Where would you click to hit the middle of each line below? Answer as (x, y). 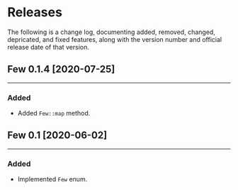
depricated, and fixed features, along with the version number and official (114, 39)
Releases (35, 12)
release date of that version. (49, 47)
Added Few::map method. (54, 113)
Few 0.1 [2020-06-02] (57, 135)
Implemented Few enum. (52, 179)
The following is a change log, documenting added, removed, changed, (112, 32)
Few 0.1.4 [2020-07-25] (61, 69)
